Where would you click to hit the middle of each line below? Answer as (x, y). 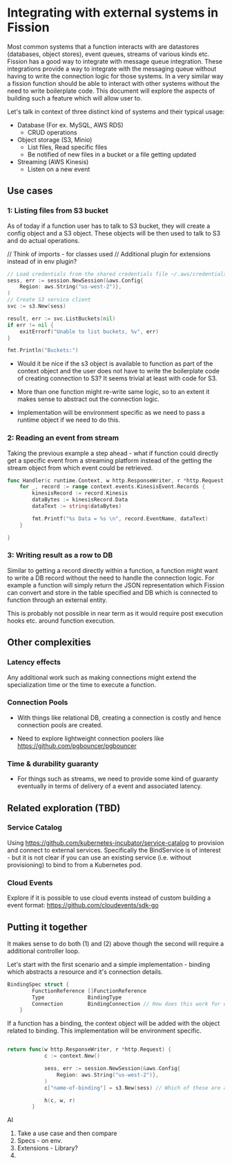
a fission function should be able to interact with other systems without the (114, 83)
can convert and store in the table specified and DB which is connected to (113, 592)
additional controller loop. (43, 951)
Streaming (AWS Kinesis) (53, 161)
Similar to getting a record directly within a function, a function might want (113, 570)
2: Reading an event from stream (63, 438)
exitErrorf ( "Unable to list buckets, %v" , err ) (89, 331)
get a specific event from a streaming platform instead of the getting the (110, 460)
